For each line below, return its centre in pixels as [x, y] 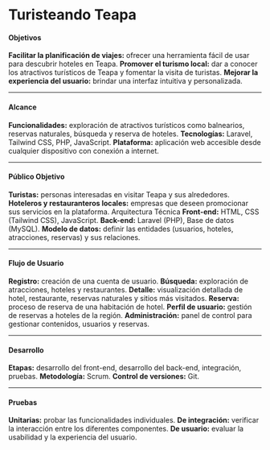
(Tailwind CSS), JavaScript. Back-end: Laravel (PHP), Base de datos [121, 220]
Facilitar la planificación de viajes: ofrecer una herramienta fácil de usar [129, 56]
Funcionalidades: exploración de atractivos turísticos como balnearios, [127, 125]
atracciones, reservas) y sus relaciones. [74, 237]
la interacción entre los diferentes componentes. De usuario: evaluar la [126, 429]
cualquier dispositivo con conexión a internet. [84, 151]
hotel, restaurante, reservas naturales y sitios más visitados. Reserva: [124, 298]
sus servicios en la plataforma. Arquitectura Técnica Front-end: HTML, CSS [134, 212]
